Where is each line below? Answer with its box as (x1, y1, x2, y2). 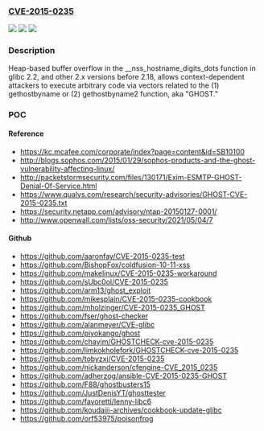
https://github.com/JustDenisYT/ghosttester (19, 388, 167, 397)
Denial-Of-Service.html (19, 181, 97, 191)
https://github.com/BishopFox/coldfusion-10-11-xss (19, 260, 191, 269)
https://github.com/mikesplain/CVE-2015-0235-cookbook (19, 293, 212, 303)
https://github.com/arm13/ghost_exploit (19, 285, 151, 295)
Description (8, 45, 56, 56)
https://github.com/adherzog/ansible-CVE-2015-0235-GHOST (19, 371, 228, 380)
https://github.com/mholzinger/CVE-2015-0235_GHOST (19, 302, 205, 312)
